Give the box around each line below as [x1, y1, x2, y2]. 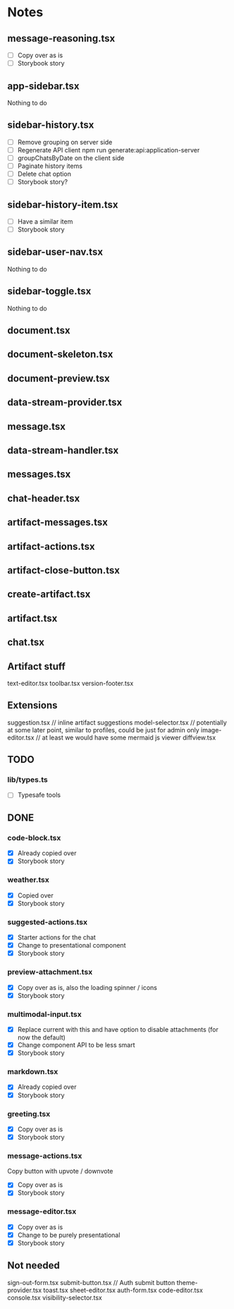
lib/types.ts [7, 775, 48, 785]
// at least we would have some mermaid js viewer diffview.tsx [35, 733, 216, 742]
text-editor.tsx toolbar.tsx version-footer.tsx [7, 679, 134, 687]
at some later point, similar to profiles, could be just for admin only [7, 725, 199, 734]
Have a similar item [17, 217, 73, 226]
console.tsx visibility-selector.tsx [7, 1293, 102, 1302]
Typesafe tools [17, 791, 61, 800]
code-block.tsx [7, 833, 61, 843]
